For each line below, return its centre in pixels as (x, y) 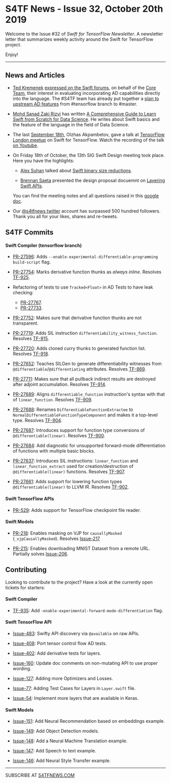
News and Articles (35, 75)
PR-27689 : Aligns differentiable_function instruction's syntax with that (89, 394)
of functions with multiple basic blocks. (54, 451)
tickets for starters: (25, 587)
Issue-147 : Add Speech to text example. (54, 751)
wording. (22, 668)
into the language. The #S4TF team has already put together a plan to (86, 98)
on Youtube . (25, 145)
